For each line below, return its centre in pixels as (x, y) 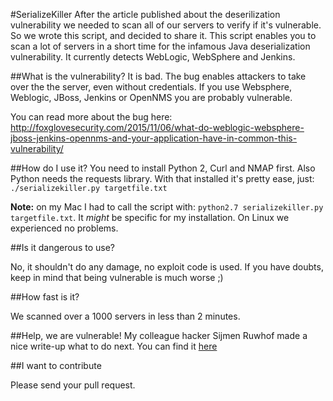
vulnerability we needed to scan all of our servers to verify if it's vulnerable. (166, 25)
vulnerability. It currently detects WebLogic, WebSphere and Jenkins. (153, 57)
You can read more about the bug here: (91, 117)
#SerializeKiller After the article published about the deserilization (145, 14)
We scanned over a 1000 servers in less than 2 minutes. (125, 316)
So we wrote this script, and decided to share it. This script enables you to (163, 35)
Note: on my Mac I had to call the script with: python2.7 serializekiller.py (167, 207)
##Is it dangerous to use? (62, 247)
